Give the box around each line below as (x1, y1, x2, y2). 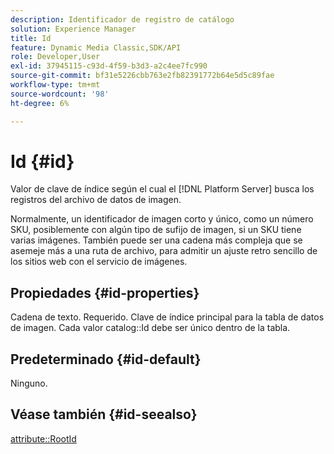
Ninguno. (10, 377, 48, 390)
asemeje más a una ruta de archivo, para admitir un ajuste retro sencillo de (10, 245, 318, 257)
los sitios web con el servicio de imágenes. (10, 256, 188, 268)
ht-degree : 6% (10, 98, 70, 108)
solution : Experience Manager (10, 24, 137, 34)
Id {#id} (10, 150, 75, 173)
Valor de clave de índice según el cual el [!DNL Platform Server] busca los (10, 183, 315, 195)
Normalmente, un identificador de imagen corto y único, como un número (10, 213, 314, 225)
